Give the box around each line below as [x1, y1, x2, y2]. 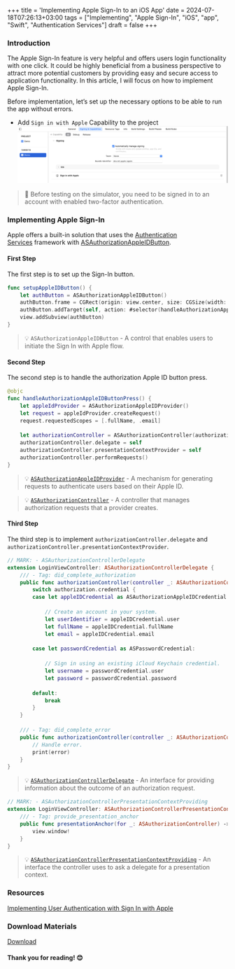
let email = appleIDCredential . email [44, 630, 155, 637]
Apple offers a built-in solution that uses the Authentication [7, 231, 178, 239]
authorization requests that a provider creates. [24, 503, 159, 511]
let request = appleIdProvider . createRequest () [20, 409, 161, 417]
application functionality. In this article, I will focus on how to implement [7, 76, 213, 85]
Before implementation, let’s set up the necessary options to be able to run [7, 97, 222, 106]
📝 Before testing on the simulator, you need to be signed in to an [24, 190, 210, 199]
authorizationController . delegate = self [20, 439, 142, 446]
